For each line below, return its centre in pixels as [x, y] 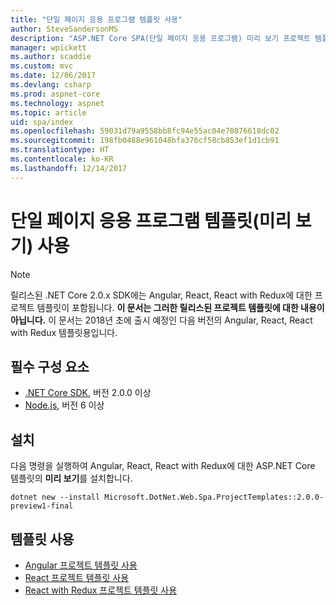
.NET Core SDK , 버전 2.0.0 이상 [88, 393]
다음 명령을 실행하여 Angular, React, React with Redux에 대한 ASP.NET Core [163, 466]
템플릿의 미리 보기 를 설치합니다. [71, 478]
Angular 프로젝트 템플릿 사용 [81, 565]
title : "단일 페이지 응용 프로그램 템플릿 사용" [96, 19]
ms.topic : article [48, 112]
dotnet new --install [55, 497]
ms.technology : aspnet [57, 103]
